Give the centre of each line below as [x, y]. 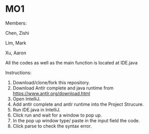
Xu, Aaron [16, 53]
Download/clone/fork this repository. [51, 82]
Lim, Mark [16, 43]
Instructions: [18, 73]
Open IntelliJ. [27, 99]
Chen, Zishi [17, 33]
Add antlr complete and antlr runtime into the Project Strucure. [78, 104]
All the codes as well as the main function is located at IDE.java [71, 62]
